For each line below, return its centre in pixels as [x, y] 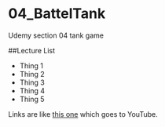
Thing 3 [32, 82]
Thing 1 [31, 65]
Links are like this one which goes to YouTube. [83, 114]
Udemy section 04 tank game [56, 35]
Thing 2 [32, 74]
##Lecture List [32, 50]
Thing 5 [32, 99]
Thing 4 [32, 90]
